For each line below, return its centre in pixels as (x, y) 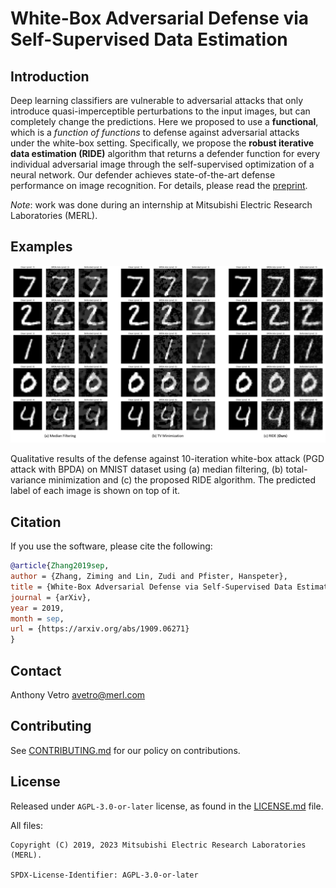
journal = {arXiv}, (51, 597)
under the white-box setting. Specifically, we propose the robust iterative (162, 143)
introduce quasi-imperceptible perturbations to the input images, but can (160, 111)
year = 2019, (37, 608)
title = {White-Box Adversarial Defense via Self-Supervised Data (151, 587)
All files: (26, 825)
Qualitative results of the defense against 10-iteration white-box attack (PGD (167, 459)
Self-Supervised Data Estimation (149, 39)
